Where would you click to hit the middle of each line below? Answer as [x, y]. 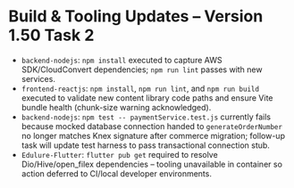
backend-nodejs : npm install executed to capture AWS [122, 60]
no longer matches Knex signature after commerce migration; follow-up [153, 135]
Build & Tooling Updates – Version [136, 16]
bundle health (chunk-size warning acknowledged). [116, 107]
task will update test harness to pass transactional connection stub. [145, 145]
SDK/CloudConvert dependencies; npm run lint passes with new [142, 69]
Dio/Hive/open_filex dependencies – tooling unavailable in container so [152, 164]
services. [38, 78]
